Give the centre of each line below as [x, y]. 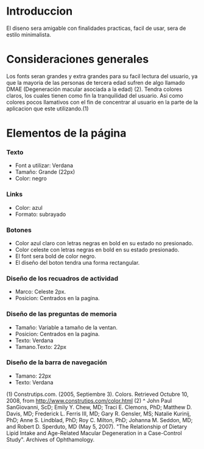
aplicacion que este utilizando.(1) [48, 109]
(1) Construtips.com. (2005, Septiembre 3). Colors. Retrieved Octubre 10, [97, 394]
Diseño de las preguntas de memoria [62, 314]
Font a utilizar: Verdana [44, 165]
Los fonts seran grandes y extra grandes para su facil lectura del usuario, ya [102, 76]
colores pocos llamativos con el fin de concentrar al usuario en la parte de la [102, 102]
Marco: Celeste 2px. [40, 292]
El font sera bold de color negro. [55, 256]
